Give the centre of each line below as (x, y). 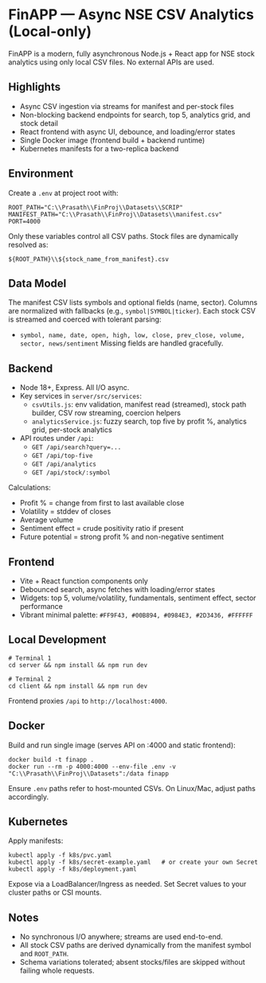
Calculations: (30, 488)
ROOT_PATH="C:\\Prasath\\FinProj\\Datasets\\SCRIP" (96, 207)
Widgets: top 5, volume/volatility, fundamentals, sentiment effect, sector (138, 598)
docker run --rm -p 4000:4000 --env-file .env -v (92, 767)
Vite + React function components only (84, 581)
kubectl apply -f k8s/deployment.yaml (72, 869)
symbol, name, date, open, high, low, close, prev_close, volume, (132, 336)
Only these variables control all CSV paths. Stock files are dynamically (123, 236)
